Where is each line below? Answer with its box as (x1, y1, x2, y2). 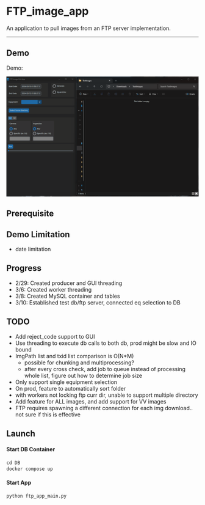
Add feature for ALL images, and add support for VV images (15, 397, 167, 405)
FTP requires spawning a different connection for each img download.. (15, 404, 193, 411)
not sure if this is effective (15, 411, 81, 418)
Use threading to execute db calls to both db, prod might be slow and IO (15, 339, 196, 347)
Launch (6, 428, 35, 438)
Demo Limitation (6, 229, 70, 240)
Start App (6, 479, 32, 486)
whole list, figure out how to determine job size (24, 372, 142, 379)
